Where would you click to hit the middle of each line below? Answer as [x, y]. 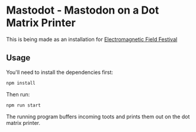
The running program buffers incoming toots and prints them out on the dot [98, 117]
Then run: [18, 94]
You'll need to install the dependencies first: [60, 72]
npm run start [24, 105]
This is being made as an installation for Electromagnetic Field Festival [92, 39]
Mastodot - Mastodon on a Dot [83, 10]
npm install [21, 83]
